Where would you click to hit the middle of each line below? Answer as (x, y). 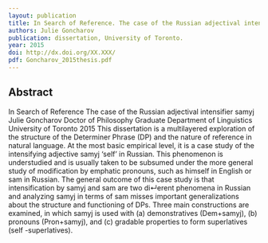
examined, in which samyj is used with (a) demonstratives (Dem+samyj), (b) (133, 213)
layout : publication (43, 16)
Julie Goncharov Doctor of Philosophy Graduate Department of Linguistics (130, 120)
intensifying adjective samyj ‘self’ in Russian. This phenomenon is (116, 154)
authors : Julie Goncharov (51, 30)
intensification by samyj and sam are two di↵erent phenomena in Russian (130, 187)
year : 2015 (26, 45)
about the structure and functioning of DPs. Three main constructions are (129, 205)
